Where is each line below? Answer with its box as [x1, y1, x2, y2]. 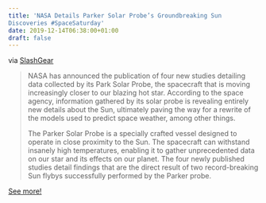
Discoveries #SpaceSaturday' [8, 19, 105, 27]
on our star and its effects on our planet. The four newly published [27, 154, 245, 164]
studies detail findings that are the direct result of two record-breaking [27, 162, 259, 172]
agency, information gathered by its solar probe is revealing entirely [27, 96, 249, 106]
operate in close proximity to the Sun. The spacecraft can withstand [27, 137, 250, 147]
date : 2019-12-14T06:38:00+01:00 [8, 26, 119, 34]
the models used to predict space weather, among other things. [27, 113, 236, 123]
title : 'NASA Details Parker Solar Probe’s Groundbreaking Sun [8, 11, 222, 20]
